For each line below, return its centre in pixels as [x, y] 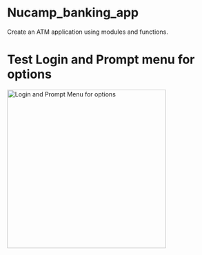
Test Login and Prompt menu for [101, 60]
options [29, 74]
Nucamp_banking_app [73, 13]
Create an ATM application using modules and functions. [88, 32]
